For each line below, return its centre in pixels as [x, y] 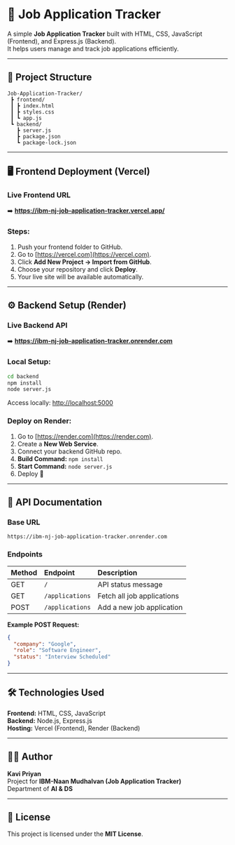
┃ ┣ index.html [32, 106]
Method [24, 573]
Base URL [24, 522]
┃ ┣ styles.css [32, 112]
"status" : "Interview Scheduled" [62, 657]
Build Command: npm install [60, 458]
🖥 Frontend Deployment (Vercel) [79, 172]
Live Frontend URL [39, 195]
